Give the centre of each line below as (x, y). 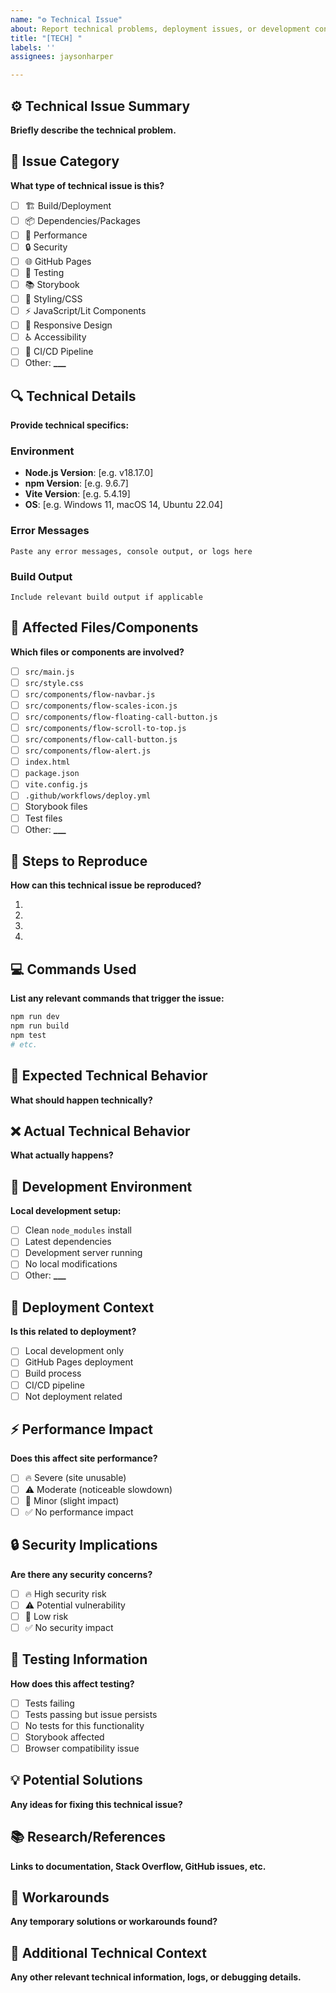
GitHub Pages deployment (79, 1362)
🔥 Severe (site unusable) (75, 1478)
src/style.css (54, 683)
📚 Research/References (88, 1837)
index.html (47, 762)
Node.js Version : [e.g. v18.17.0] (89, 473)
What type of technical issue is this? (87, 185)
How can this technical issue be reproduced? (106, 885)
